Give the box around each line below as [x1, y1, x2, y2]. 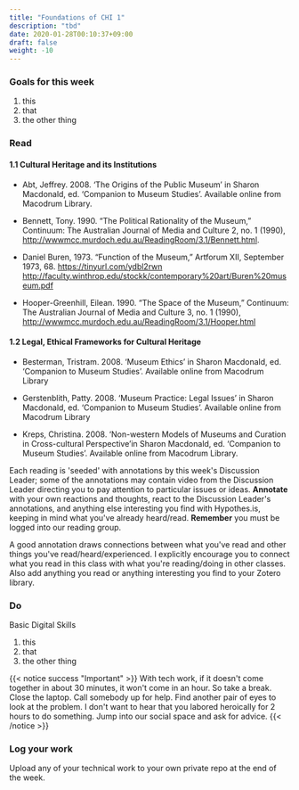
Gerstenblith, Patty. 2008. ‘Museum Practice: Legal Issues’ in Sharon [21, 392, 274, 403]
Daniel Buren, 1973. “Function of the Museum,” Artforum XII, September [21, 251, 285, 262]
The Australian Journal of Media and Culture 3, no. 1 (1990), [21, 307, 242, 317]
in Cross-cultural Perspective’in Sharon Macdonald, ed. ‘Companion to [21, 438, 281, 448]
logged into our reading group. [9, 522, 122, 532]
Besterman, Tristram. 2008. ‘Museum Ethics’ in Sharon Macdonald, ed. [21, 356, 282, 366]
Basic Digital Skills [9, 620, 77, 630]
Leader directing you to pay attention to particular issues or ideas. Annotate [9, 483, 288, 495]
